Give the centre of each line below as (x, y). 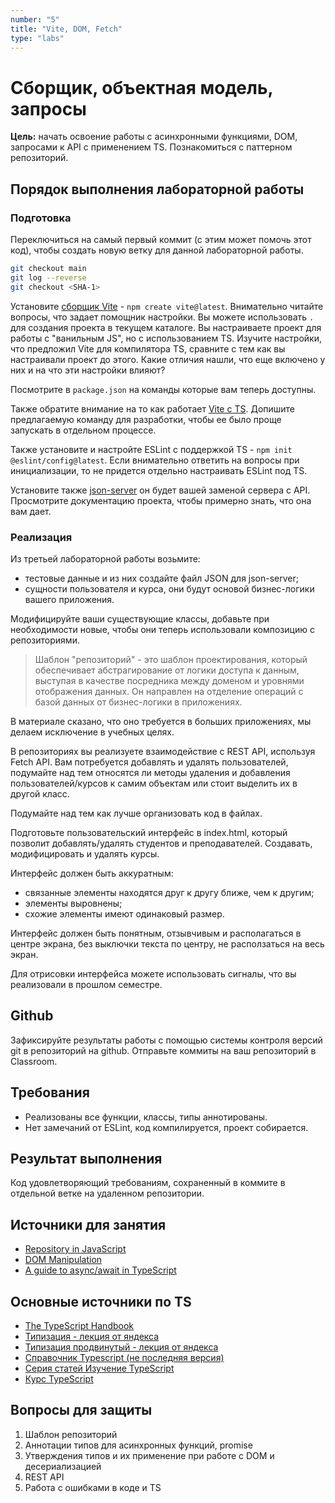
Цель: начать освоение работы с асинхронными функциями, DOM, (154, 137)
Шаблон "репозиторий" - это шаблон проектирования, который (171, 659)
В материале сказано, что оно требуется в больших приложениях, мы (161, 721)
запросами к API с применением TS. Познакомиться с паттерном (151, 147)
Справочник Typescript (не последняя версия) (124, 1357)
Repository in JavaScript (75, 1249)
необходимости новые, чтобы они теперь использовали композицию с (162, 629)
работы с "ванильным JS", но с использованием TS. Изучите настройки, (166, 338)
